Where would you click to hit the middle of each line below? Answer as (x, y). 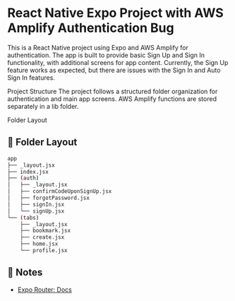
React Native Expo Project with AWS (115, 13)
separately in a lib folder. (43, 106)
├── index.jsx (28, 172)
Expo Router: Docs (44, 289)
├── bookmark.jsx (46, 231)
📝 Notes (25, 272)
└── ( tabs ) (23, 218)
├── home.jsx (39, 244)
